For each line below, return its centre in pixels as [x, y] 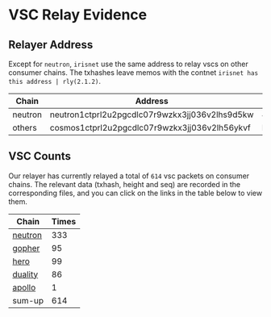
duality [25, 274]
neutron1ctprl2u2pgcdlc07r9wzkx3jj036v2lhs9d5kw [152, 115]
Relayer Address [51, 45]
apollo [24, 287]
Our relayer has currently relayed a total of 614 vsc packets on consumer [129, 176]
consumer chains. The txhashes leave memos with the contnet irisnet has [133, 73]
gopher [26, 248]
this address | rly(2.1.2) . [55, 81]
